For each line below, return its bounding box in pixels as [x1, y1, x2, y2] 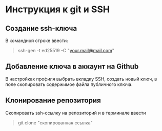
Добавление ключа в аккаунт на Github [5, 62, 139, 71]
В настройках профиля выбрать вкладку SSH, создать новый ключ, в [5, 76, 157, 82]
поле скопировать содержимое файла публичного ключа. [5, 81, 133, 88]
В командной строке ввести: [5, 37, 68, 43]
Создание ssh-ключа [5, 24, 77, 33]
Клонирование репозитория [5, 96, 101, 105]
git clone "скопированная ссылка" [17, 119, 93, 126]
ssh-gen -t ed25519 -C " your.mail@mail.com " [17, 48, 114, 53]
